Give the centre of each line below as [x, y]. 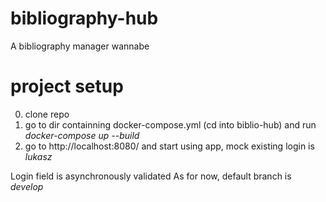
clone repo [47, 114]
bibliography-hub [84, 18]
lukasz [38, 156]
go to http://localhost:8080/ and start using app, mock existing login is [169, 146]
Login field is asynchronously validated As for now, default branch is [151, 176]
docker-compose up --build [82, 135]
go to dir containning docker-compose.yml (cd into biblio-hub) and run [170, 124]
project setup [67, 86]
